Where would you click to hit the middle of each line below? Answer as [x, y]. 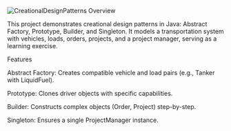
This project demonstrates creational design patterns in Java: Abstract [107, 24]
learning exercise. [32, 46]
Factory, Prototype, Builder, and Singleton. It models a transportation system [115, 31]
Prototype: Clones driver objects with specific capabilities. [90, 93]
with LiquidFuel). [31, 80]
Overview [102, 11]
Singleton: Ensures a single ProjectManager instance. [83, 120]
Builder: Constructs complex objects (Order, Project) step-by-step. [102, 107]
